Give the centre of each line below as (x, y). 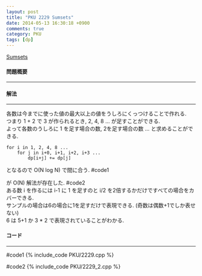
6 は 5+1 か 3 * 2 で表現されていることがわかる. (65, 221)
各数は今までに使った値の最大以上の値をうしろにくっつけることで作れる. (96, 114)
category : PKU (24, 34)
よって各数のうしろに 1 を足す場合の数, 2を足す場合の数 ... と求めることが (97, 129)
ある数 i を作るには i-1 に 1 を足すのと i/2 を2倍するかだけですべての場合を (98, 191)
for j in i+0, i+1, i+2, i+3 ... (59, 153)
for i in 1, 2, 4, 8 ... (37, 148)
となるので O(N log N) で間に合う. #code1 (58, 170)
